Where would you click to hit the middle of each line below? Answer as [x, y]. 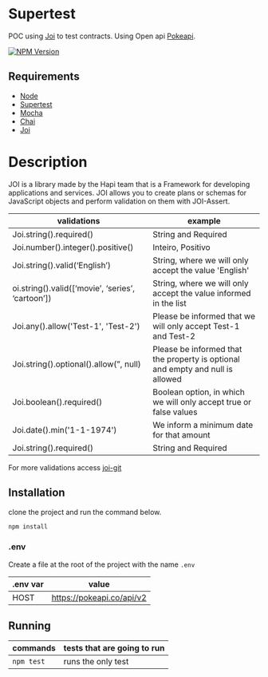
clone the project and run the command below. [85, 512]
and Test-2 [174, 336]
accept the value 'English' [201, 270]
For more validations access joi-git [65, 467]
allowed [167, 378]
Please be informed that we [204, 316]
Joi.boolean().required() [57, 402]
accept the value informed [202, 293]
